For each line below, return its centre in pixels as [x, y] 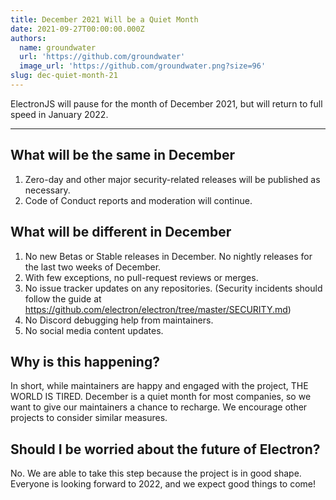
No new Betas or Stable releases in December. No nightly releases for [168, 256]
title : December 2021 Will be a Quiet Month [104, 19]
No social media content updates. [94, 330]
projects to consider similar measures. [89, 418]
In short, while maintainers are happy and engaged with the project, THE [159, 386]
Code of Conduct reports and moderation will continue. [138, 200]
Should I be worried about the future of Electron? [165, 449]
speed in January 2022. [59, 114]
